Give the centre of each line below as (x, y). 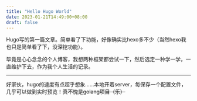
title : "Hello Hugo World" (39, 11)
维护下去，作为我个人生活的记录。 (52, 67)
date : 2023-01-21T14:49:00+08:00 (47, 17)
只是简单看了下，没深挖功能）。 (48, 47)
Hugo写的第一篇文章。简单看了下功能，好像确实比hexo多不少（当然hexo (94, 40)
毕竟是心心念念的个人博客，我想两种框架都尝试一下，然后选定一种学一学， (96, 60)
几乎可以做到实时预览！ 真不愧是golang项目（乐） (66, 92)
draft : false (22, 22)
